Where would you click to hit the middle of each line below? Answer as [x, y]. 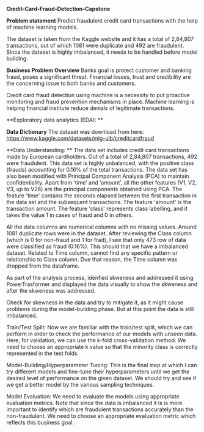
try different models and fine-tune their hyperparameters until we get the [98, 372]
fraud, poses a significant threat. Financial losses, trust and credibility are [99, 77]
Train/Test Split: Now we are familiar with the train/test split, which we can [100, 327]
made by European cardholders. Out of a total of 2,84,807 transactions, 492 [102, 156]
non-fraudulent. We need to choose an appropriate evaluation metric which [101, 416]
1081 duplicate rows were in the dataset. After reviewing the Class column [99, 233]
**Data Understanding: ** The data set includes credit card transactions [98, 150]
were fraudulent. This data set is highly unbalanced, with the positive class [100, 163]
